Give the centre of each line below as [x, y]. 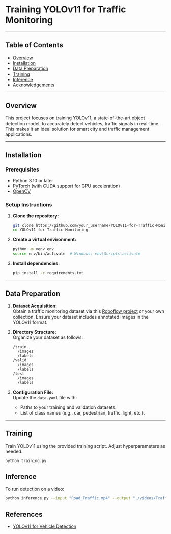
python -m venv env [33, 249]
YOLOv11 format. [30, 322]
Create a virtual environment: [44, 240]
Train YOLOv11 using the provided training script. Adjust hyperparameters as [85, 446]
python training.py [26, 460]
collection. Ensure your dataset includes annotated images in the [80, 317]
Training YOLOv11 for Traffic [66, 9]
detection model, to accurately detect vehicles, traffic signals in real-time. [82, 123]
